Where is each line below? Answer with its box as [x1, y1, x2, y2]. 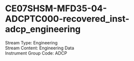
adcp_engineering [5, 24, 81, 35]
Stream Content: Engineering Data [5, 45, 75, 51]
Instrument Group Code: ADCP [5, 50, 67, 56]
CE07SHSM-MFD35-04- [5, 3, 107, 14]
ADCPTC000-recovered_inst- [5, 13, 130, 24]
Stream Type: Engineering [5, 40, 58, 45]
